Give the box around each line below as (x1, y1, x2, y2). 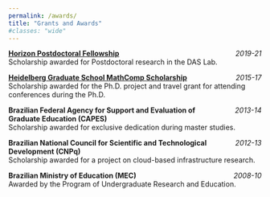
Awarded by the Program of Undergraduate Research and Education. (8, 179, 236, 189)
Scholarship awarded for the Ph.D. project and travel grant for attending (8, 81, 246, 91)
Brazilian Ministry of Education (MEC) (8, 170, 137, 181)
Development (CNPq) (8, 146, 81, 157)
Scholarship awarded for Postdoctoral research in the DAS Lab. (8, 57, 219, 67)
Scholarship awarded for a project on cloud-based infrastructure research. (8, 155, 256, 165)
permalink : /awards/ (8, 11, 78, 20)
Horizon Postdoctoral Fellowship (8, 49, 120, 59)
